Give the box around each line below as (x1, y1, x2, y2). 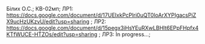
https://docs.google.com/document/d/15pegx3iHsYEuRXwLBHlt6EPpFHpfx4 (6, 24, 199, 31)
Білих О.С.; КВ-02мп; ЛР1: (6, 5, 73, 12)
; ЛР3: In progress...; (98, 31, 151, 38)
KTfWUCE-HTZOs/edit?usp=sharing (6, 31, 98, 38)
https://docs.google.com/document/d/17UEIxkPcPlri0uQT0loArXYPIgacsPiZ (6, 11, 196, 19)
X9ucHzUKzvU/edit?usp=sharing (6, 18, 90, 25)
